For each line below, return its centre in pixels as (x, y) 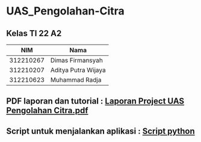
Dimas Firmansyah (77, 60)
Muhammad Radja (76, 80)
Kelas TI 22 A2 (34, 33)
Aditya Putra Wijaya (78, 70)
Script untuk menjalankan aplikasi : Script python (100, 131)
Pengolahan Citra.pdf (47, 110)
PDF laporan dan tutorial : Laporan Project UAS (95, 101)
